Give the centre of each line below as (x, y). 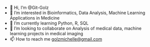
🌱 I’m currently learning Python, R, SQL (49, 23)
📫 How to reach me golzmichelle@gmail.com (56, 39)
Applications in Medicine (35, 18)
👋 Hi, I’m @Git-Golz (29, 8)
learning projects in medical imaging (46, 34)
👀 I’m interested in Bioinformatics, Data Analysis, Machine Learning (77, 13)
